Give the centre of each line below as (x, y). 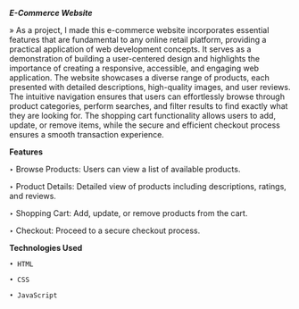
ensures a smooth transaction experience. (87, 134)
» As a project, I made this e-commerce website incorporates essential (139, 30)
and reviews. (33, 196)
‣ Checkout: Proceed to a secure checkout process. (105, 230)
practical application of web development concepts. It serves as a (130, 49)
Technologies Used (46, 248)
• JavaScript (33, 296)
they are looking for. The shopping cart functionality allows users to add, (143, 116)
